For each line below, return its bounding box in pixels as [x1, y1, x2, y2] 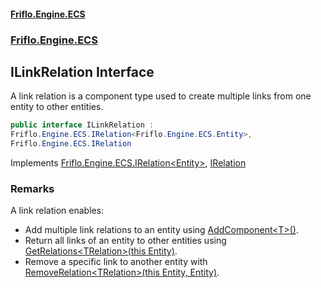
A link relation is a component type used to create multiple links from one [10, 90, 312, 102]
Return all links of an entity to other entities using [24, 235, 227, 247]
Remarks [10, 181, 55, 195]
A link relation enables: [10, 205, 105, 217]
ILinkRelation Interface [10, 63, 155, 80]
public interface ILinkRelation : [10, 120, 155, 130]
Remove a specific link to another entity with [24, 256, 208, 268]
